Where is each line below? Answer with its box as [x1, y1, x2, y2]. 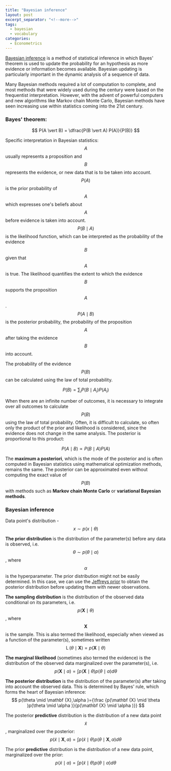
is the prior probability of [5, 185, 58, 192]
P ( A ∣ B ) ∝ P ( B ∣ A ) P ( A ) [61, 445, 111, 451]
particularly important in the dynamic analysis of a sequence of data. [5, 71, 150, 77]
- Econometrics [10, 41, 42, 46]
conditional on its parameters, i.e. [5, 599, 76, 606]
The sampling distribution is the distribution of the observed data [5, 594, 144, 600]
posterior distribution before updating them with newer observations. [5, 584, 151, 590]
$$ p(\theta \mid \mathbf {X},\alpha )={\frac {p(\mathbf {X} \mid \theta [11, 697, 160, 703]
